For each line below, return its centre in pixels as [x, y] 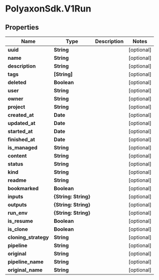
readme [17, 180]
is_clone [18, 229]
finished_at [21, 139]
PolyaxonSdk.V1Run [48, 9]
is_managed [23, 148]
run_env [18, 213]
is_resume [21, 221]
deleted [17, 82]
